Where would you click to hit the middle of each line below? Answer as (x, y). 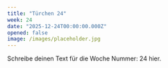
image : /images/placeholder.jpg (54, 39)
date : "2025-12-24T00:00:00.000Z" (57, 26)
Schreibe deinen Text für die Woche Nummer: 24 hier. (84, 58)
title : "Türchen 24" (37, 13)
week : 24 (20, 20)
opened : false (28, 33)
